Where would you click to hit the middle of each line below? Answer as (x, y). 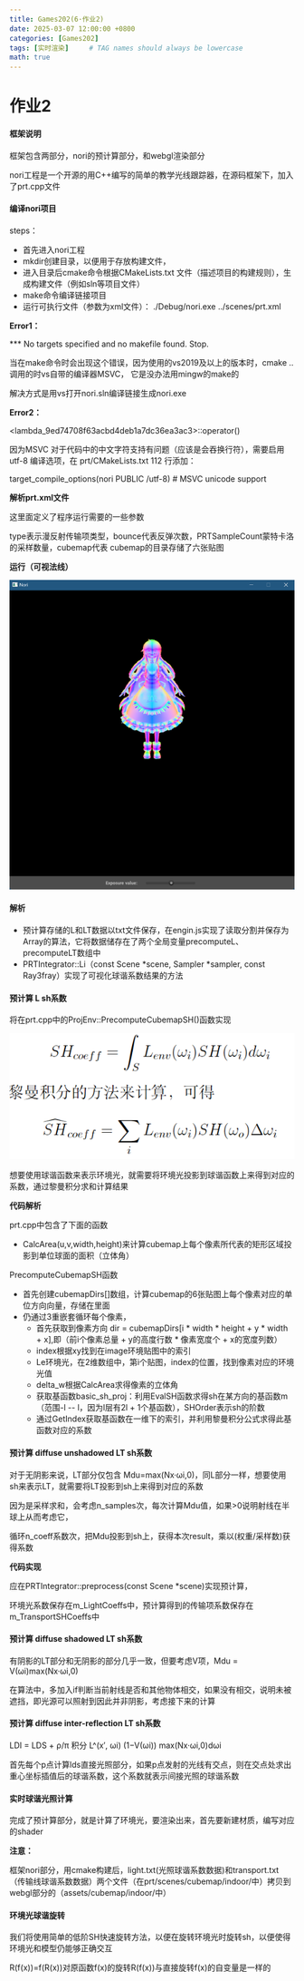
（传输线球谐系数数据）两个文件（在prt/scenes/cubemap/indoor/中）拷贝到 (150, 1881)
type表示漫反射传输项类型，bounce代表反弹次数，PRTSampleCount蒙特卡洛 (152, 536)
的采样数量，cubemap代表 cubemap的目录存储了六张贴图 (117, 547)
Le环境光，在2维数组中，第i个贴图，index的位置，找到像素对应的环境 (165, 1362)
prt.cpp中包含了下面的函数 (59, 1225)
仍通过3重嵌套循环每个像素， (76, 1317)
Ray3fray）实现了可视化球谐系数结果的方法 (103, 976)
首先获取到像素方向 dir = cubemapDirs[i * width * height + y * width (162, 1328)
